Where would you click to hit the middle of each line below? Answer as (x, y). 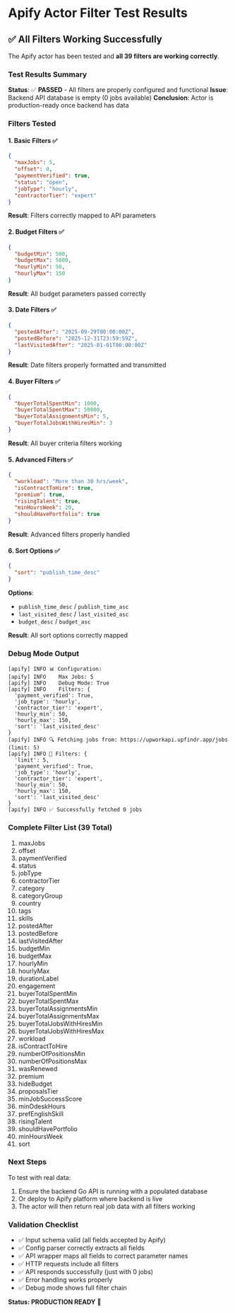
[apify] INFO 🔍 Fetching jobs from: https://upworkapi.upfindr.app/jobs (118, 740)
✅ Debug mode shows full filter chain (73, 1288)
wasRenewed (38, 1068)
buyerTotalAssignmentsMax (59, 1016)
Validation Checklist (43, 1225)
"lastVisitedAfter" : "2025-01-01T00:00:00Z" (81, 345)
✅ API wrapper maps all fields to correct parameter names (103, 1256)
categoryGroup (40, 895)
